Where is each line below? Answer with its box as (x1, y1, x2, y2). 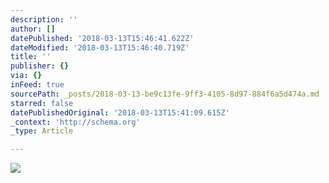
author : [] (10, 24, 56, 34)
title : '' (10, 52, 52, 62)
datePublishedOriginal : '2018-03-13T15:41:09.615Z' (10, 107, 230, 118)
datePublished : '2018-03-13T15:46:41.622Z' (10, 33, 195, 43)
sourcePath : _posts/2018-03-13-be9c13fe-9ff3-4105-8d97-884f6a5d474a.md (10, 89, 320, 99)
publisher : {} (10, 61, 70, 71)
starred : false (10, 98, 74, 108)
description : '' (10, 14, 78, 25)
